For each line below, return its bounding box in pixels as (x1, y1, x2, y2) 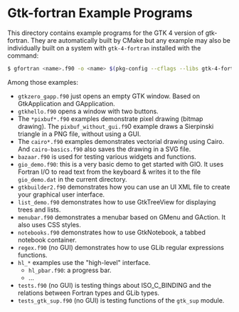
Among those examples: (7, 78, 79, 86)
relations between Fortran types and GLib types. (17, 288, 160, 297)
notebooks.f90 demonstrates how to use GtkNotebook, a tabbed (17, 228, 206, 236)
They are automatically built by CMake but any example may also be (31, 36, 231, 44)
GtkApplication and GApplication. (17, 99, 115, 108)
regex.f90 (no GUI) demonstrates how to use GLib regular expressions (17, 243, 224, 251)
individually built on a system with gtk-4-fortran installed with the (7, 43, 201, 52)
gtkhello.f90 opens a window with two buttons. (17, 107, 159, 115)
